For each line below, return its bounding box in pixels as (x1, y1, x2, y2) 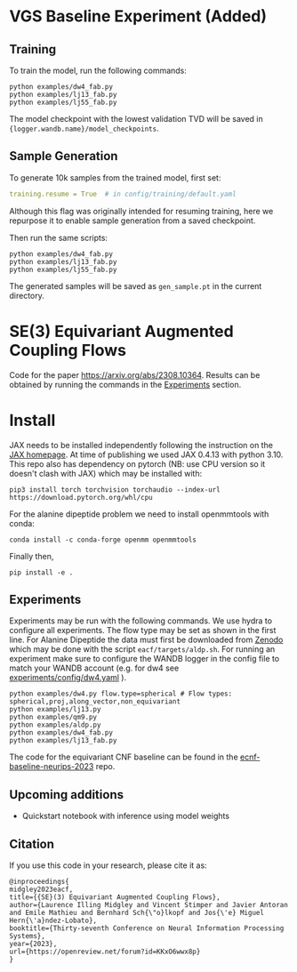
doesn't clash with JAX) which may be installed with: (9, 468, 203, 478)
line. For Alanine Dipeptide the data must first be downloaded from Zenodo (9, 634, 284, 646)
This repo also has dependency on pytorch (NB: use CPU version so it (9, 458, 266, 469)
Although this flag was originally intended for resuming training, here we (9, 205, 274, 216)
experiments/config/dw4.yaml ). (9, 672, 127, 683)
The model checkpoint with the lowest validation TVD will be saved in (9, 114, 264, 124)
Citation (9, 836, 55, 851)
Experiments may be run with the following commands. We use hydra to (9, 615, 273, 626)
